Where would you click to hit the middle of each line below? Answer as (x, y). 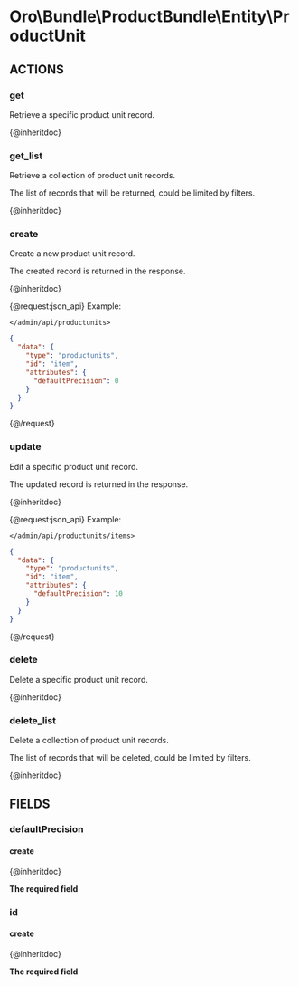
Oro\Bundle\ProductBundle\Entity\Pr (149, 17)
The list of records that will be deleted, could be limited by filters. (130, 758)
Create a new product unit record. (72, 254)
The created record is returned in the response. (98, 271)
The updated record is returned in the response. (99, 484)
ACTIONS (37, 69)
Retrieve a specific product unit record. (82, 114)
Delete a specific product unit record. (79, 679)
